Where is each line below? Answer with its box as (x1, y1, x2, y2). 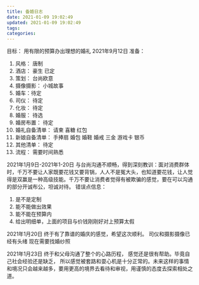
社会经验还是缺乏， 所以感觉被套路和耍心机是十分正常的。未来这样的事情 (11, 258, 190, 265)
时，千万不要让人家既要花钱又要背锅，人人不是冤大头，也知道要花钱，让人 (6, 169, 188, 176)
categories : (6, 31, 36, 37)
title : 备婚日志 (6, 8, 43, 15)
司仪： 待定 (15, 97, 43, 104)
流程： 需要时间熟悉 (15, 149, 64, 156)
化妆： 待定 (15, 104, 43, 112)
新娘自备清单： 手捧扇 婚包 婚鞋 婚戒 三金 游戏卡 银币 (15, 134, 145, 141)
